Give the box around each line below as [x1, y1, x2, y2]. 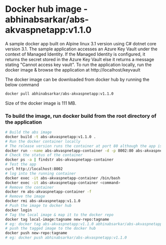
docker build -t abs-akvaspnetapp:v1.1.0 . [5, 134, 96, 139]
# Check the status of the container [5, 153, 83, 158]
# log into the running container [5, 171, 77, 176]
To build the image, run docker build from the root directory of [5, 112, 157, 119]
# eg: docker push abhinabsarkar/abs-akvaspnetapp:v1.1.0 [5, 235, 127, 240]
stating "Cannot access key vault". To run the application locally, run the [5, 62, 152, 68]
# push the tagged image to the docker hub [5, 226, 96, 231]
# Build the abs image [5, 130, 52, 135]
